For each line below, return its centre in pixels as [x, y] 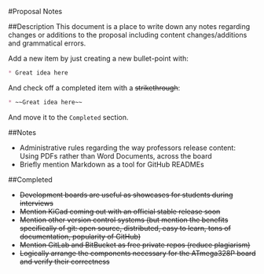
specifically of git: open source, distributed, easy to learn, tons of [125, 228]
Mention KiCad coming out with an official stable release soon [120, 211]
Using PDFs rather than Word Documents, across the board [115, 155]
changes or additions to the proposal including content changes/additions [128, 35]
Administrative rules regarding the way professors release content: [127, 148]
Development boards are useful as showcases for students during [126, 195]
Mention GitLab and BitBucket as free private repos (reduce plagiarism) [135, 245]
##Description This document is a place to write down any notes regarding [129, 26]
